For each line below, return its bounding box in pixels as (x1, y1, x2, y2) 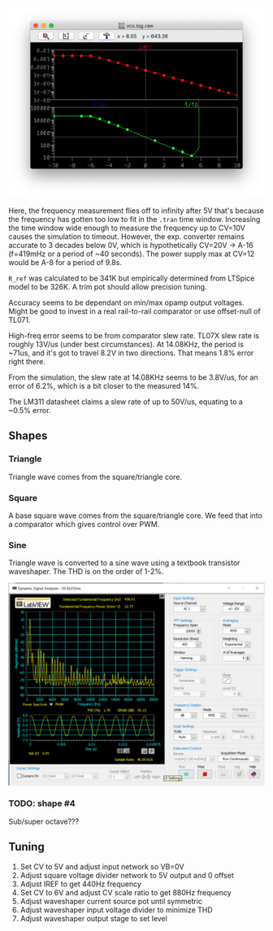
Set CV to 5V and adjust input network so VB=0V (19, 861, 184, 872)
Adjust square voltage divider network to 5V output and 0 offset (19, 870, 234, 880)
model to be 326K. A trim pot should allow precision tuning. (8, 282, 207, 292)
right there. (8, 357, 46, 367)
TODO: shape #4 (8, 798, 76, 809)
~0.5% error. (8, 406, 51, 415)
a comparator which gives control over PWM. (8, 520, 160, 529)
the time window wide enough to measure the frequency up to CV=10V (8, 223, 245, 233)
